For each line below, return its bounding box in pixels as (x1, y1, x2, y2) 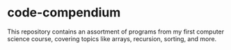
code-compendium (7, 5, 121, 21)
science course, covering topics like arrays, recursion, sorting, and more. (7, 34, 217, 42)
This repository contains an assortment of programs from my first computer (7, 27, 225, 36)
